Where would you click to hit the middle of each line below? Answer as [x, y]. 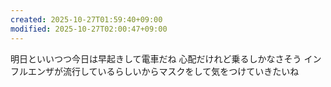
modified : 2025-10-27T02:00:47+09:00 [89, 29]
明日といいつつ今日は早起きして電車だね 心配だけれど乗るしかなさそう [156, 58]
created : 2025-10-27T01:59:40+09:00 [86, 19]
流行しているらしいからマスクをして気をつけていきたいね [181, 71]
